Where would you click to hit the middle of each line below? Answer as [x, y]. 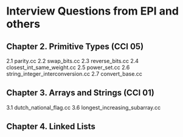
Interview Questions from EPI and [93, 11]
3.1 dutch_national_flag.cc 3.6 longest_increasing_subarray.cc [84, 107]
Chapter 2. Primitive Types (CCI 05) [75, 46]
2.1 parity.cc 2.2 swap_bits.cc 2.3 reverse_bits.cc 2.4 [72, 61]
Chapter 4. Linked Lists [51, 126]
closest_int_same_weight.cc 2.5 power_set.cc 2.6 [68, 67]
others [23, 24]
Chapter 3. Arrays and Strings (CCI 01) [81, 93]
